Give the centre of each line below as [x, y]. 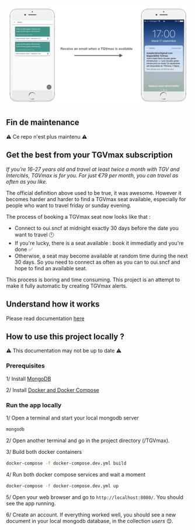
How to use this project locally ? [65, 337]
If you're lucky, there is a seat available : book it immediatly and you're [99, 243]
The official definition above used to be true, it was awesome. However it [94, 193]
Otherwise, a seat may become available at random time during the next [101, 256]
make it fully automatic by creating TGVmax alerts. [67, 285]
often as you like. [27, 181]
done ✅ [24, 249]
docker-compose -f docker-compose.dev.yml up [62, 486]
